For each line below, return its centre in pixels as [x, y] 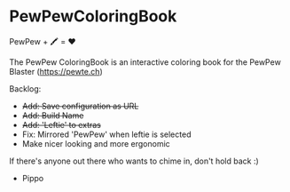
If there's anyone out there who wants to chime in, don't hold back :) [134, 161]
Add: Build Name [53, 115]
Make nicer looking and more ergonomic [96, 143]
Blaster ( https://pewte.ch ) [56, 71]
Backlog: [25, 88]
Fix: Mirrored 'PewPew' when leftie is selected [106, 134]
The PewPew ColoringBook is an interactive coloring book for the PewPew [145, 62]
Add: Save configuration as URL [80, 106]
